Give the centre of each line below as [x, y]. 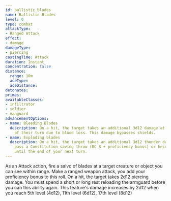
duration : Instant [25, 62]
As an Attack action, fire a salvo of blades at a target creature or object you [84, 166]
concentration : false [28, 66]
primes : [13, 95]
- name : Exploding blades [33, 138]
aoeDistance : [24, 85]
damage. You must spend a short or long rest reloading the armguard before [85, 182]
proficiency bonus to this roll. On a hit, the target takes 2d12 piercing [77, 177]
